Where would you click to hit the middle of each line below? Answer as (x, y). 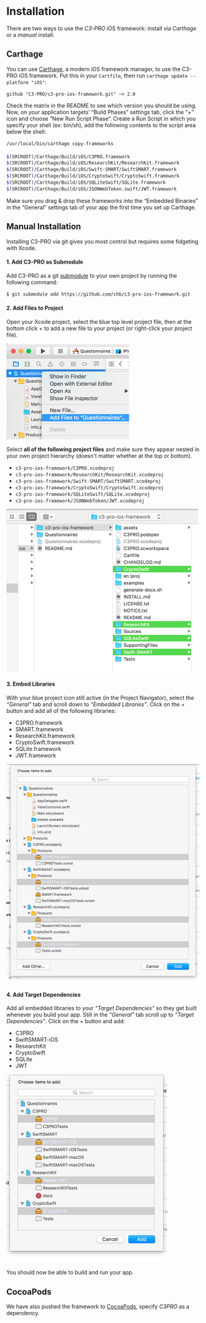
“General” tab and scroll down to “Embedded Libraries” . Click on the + (96, 704)
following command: (32, 282)
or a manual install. (31, 34)
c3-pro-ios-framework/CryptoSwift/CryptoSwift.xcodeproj (90, 488)
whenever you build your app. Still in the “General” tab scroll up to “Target (100, 1015)
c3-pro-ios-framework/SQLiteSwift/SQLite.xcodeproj (82, 494)
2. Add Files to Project (35, 308)
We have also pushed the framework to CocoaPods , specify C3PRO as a (98, 1306)
